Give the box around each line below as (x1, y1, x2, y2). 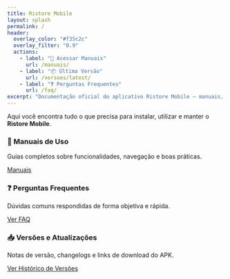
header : (7, 29, 30, 37)
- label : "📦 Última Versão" (19, 68, 103, 74)
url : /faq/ (25, 87, 57, 94)
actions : (13, 49, 39, 56)
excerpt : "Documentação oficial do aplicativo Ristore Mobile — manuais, (7, 94, 224, 101)
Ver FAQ (7, 215, 31, 223)
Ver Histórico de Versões (7, 264, 78, 272)
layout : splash (7, 17, 51, 23)
